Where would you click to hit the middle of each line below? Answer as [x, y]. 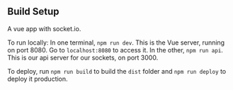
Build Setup [33, 12]
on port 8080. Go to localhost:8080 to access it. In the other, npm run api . [115, 50]
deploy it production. [38, 79]
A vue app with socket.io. [44, 28]
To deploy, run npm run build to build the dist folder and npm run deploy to [117, 71]
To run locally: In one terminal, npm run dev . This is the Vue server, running [116, 43]
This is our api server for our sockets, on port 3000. [83, 57]
